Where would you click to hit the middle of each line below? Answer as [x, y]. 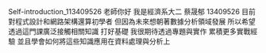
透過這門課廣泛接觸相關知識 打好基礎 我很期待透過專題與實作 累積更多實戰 [129, 31]
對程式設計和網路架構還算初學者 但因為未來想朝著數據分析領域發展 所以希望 [132, 21]
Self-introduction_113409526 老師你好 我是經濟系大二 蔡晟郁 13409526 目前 [132, 11]
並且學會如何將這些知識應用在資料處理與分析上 [94, 41]
